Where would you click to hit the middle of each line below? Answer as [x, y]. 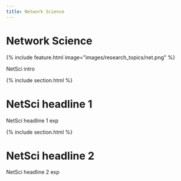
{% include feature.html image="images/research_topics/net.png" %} [91, 57]
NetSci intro [21, 69]
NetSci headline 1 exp [32, 120]
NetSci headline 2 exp [33, 172]
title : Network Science [35, 12]
